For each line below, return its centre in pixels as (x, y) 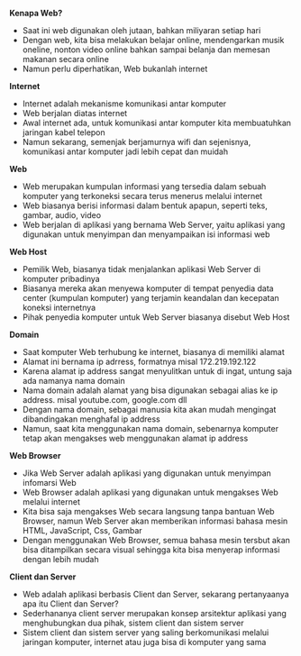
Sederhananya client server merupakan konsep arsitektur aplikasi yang (154, 613)
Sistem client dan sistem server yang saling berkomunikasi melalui (146, 633)
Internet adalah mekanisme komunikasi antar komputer (124, 104)
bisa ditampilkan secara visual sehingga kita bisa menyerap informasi (151, 550)
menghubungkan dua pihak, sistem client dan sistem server (133, 623)
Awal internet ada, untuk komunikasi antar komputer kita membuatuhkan (156, 123)
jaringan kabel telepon (64, 132)
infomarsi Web (49, 483)
